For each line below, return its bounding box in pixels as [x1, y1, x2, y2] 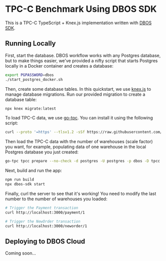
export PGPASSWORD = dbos [5, 73, 54, 77]
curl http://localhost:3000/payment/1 [5, 210, 85, 215]
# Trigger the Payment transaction [5, 205, 79, 210]
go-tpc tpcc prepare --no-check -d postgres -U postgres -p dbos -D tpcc [5, 159, 161, 164]
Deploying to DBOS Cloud [5, 237, 85, 245]
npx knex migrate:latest [5, 106, 56, 111]
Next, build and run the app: [5, 168, 62, 174]
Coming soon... [5, 250, 36, 256]
